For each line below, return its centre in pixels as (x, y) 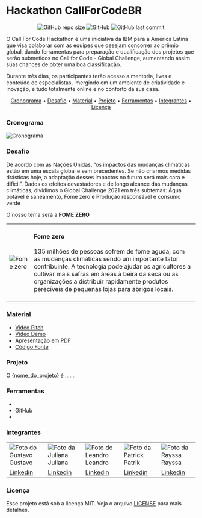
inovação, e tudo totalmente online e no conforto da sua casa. (83, 89)
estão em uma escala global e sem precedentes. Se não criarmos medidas (99, 171)
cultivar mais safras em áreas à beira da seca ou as (106, 273)
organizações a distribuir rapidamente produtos (101, 281)
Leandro (97, 463)
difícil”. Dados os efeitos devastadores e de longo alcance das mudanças (97, 184)
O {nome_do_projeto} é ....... (41, 376)
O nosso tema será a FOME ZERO (48, 214)
